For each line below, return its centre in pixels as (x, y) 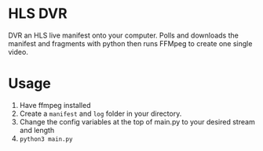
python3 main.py (46, 139)
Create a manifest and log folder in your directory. (100, 113)
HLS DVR (38, 14)
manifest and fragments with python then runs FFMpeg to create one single (130, 43)
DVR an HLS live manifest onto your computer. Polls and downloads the (124, 35)
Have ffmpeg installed (55, 105)
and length (37, 130)
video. (18, 52)
